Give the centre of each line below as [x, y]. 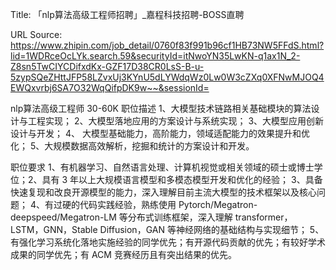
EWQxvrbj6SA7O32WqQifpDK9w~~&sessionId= [110, 87]
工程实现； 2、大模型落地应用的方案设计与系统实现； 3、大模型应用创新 [176, 121]
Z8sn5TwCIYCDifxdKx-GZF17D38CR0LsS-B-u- [107, 66]
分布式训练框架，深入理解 [180, 217]
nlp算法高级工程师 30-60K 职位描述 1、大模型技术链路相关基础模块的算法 [161, 108]
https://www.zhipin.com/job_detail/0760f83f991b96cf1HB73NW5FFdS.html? [167, 45]
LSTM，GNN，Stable [54, 229]
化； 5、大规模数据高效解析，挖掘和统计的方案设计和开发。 [132, 146]
